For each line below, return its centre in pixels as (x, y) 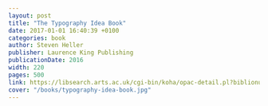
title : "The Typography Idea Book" (67, 23)
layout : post (30, 16)
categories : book (37, 38)
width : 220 (26, 68)
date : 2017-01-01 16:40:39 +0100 (64, 30)
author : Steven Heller (46, 45)
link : (17, 82)
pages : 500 (26, 75)
